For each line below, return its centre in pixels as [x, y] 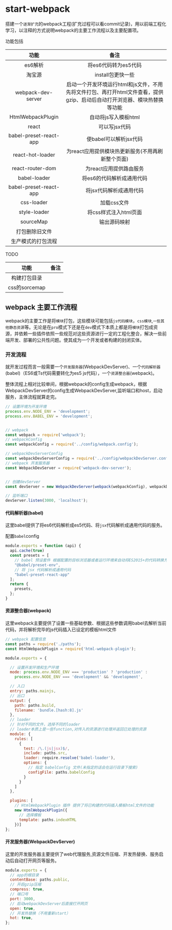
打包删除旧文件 [34, 231]
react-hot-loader [34, 155]
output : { [20, 700]
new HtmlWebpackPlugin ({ [41, 810]
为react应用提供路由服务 [115, 169]
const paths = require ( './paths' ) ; [43, 644]
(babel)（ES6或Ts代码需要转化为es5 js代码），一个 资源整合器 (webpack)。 [81, 373]
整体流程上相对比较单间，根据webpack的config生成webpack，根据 [76, 384]
